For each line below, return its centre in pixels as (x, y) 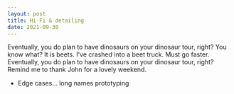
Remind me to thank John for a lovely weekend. (77, 70)
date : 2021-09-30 (33, 27)
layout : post (27, 14)
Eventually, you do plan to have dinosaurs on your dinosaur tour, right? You (117, 47)
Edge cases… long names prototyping (73, 83)
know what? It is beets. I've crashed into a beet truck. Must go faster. (108, 54)
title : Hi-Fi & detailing (46, 20)
